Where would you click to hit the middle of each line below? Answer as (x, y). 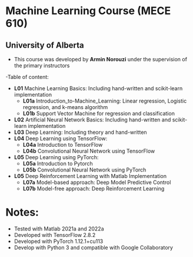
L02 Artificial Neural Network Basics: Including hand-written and (92, 120)
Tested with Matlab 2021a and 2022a (59, 229)
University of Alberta (45, 45)
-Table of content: (27, 77)
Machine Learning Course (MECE (88, 11)
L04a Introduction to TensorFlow (63, 145)
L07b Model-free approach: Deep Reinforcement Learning (94, 189)
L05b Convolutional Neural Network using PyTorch (84, 170)
